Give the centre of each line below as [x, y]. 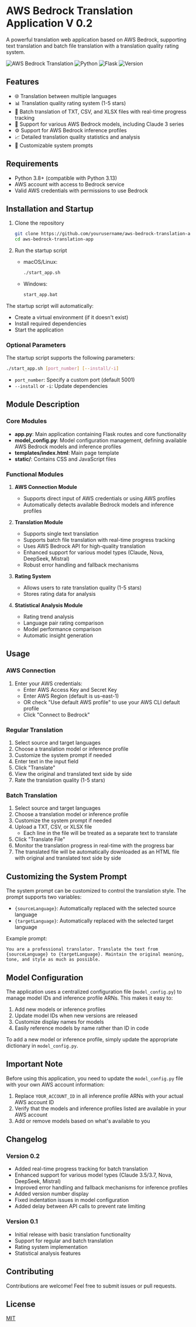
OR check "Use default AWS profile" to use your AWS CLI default [102, 702]
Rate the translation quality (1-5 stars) [60, 780]
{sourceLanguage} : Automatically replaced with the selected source [95, 909]
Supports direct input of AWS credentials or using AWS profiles [99, 498]
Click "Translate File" [40, 839]
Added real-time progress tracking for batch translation [81, 1169]
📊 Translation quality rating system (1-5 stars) [70, 103]
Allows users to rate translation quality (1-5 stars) [82, 588]
